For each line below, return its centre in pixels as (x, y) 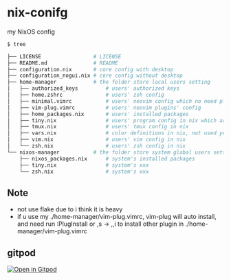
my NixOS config (31, 32)
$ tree (16, 44)
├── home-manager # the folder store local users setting (109, 82)
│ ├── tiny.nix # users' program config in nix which (112, 120)
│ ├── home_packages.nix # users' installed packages (98, 114)
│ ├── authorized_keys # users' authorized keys (93, 89)
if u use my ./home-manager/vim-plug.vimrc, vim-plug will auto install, (117, 217)
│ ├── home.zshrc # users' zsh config (86, 95)
